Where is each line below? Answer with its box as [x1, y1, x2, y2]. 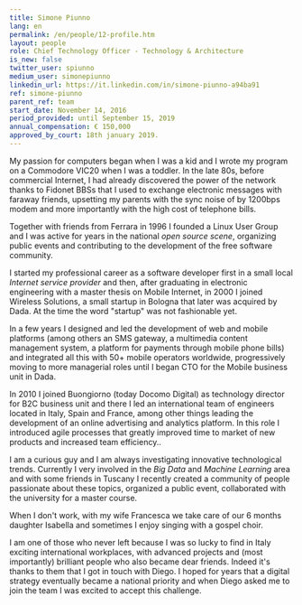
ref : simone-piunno [9, 88, 83, 98]
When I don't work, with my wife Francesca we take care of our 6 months [9, 509, 282, 520]
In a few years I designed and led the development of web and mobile [9, 322, 269, 334]
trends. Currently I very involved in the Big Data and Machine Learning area [9, 463, 291, 474]
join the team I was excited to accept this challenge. [9, 584, 202, 596]
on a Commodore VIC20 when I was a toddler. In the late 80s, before [9, 164, 264, 176]
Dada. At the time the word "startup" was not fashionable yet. [9, 305, 237, 316]
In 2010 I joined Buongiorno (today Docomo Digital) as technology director [9, 388, 286, 399]
